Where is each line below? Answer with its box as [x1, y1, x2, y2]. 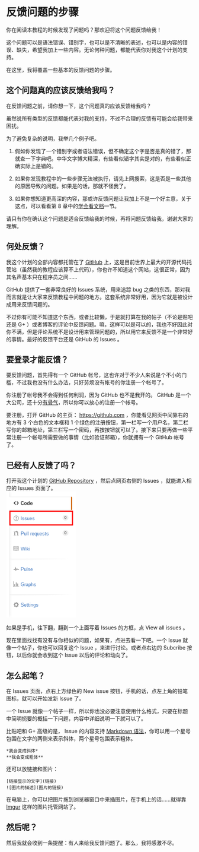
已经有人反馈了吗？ [6, 460, 76, 470]
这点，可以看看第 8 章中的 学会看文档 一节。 [14, 202, 120, 210]
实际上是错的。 [20, 162, 57, 169]
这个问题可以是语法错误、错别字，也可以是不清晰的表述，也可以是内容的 [6, 39, 182, 46]
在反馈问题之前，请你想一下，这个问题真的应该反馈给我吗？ [6, 102, 152, 109]
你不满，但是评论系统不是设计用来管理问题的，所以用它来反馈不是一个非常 [6, 328, 188, 335]
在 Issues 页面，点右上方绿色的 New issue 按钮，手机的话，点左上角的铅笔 [6, 688, 188, 695]
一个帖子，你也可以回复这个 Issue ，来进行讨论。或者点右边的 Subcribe [11, 644, 186, 651]
